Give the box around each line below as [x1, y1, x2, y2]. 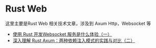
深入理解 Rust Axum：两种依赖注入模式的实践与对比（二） [12, 37, 135, 43]
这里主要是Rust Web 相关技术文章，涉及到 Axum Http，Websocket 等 [5, 20, 151, 26]
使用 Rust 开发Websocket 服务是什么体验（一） [12, 31, 112, 37]
